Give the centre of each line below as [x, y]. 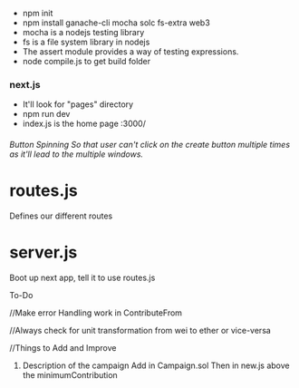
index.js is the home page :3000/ [84, 124]
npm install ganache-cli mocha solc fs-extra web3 [116, 23]
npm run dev [46, 114]
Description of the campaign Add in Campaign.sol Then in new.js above [156, 365]
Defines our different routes [61, 216]
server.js [43, 252]
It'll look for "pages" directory [78, 104]
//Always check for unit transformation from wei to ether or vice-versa [140, 330]
